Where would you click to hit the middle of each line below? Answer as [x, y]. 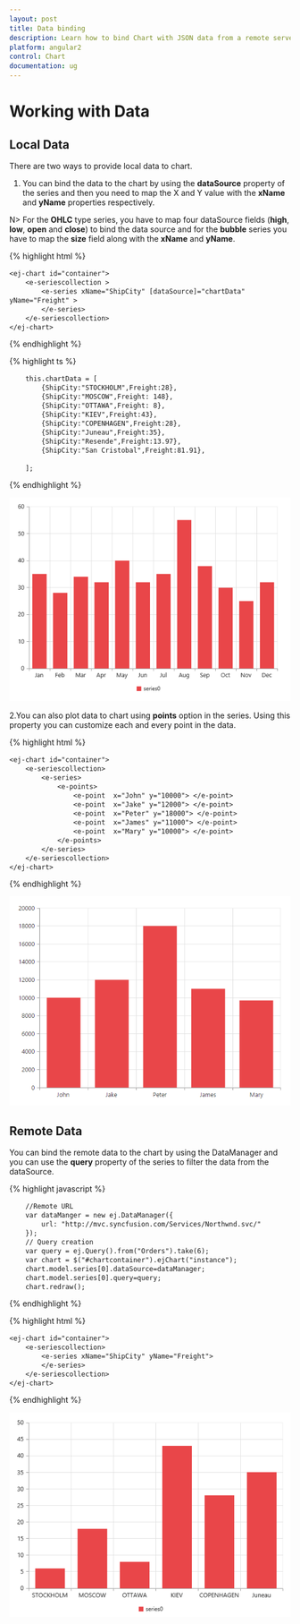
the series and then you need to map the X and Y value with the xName [154, 193]
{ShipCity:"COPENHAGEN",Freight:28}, [111, 423]
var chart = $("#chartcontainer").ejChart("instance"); [132, 1261]
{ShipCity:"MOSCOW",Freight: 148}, [108, 397]
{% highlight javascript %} [58, 1189]
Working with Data [79, 111]
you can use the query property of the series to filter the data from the [139, 1162]
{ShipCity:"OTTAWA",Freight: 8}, [104, 406]
